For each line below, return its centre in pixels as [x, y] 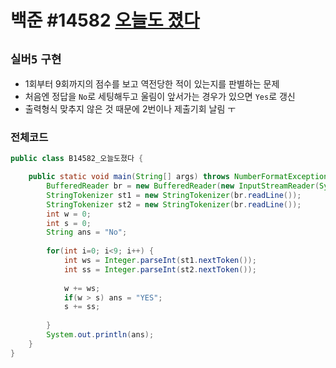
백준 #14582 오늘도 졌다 [105, 20]
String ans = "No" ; [87, 232]
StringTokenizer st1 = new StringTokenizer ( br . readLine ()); [174, 195]
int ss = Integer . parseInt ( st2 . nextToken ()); [160, 269]
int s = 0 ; [69, 223]
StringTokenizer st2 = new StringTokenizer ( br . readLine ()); [174, 204]
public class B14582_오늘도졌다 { [77, 159]
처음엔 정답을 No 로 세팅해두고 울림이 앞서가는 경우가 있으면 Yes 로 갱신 [160, 96]
